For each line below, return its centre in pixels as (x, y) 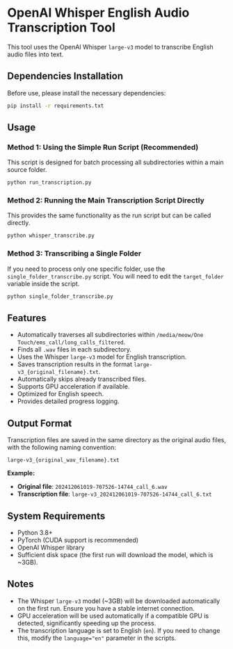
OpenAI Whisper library (51, 547)
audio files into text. (35, 54)
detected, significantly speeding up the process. (87, 623)
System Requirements (56, 516)
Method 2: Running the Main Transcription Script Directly (106, 201)
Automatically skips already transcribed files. (82, 379)
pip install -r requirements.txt (56, 106)
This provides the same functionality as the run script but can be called (109, 216)
